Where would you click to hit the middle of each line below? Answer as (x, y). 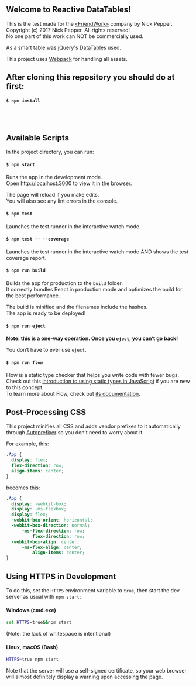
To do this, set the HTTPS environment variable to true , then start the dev (93, 590)
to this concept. (25, 387)
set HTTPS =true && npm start (39, 623)
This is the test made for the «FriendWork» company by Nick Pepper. (89, 23)
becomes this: (23, 488)
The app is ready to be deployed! (46, 313)
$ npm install (23, 101)
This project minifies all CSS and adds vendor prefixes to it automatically (94, 426)
